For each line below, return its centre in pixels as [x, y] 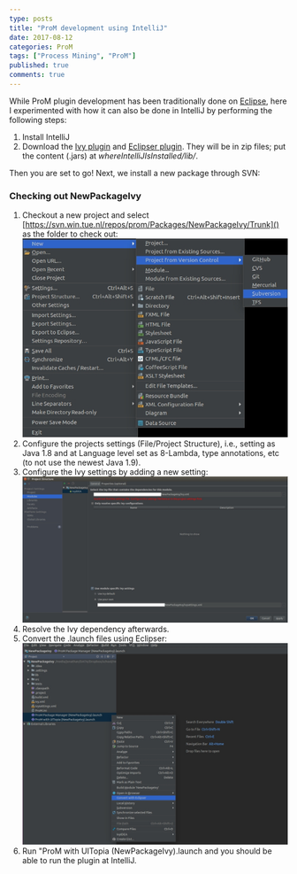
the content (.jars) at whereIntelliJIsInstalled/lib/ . [110, 156]
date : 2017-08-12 [41, 37]
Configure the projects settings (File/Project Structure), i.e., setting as [148, 444]
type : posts [31, 19]
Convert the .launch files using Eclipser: [95, 638]
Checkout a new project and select [85, 215]
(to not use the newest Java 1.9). [81, 462]
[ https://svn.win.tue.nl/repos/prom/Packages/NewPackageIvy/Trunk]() [151, 225]
